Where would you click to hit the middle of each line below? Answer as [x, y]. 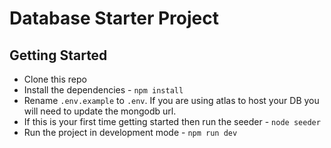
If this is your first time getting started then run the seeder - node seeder [172, 121]
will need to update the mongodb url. [100, 111]
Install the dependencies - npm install [103, 90]
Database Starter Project [114, 18]
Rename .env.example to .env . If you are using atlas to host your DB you [171, 100]
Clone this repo [55, 79]
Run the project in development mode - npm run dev [130, 132]
